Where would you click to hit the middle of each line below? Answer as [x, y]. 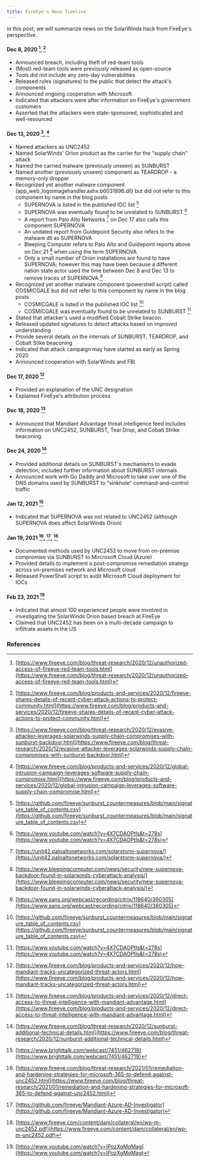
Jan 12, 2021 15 [25, 503]
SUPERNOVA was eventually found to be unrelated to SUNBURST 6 [106, 211]
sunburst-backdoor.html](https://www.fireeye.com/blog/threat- [92, 742]
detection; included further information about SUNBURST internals [96, 470]
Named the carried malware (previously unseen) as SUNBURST [92, 166]
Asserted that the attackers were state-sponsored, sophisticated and [99, 113]
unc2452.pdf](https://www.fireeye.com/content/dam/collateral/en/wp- [101, 1129]
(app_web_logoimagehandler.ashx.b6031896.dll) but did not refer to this [103, 191]
